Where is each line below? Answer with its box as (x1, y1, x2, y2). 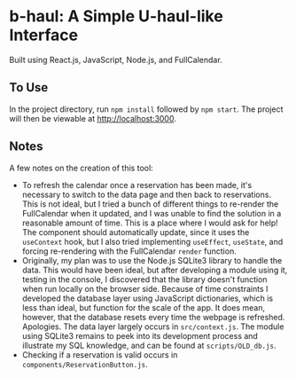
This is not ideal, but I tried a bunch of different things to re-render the (21, 198, 279, 209)
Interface (9, 25, 78, 45)
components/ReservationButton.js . (21, 358, 148, 369)
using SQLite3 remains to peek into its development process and (21, 330, 259, 341)
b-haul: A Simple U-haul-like (9, 6, 223, 27)
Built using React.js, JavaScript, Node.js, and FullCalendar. (9, 54, 223, 65)
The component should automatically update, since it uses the (21, 226, 250, 237)
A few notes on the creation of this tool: (9, 162, 153, 173)
